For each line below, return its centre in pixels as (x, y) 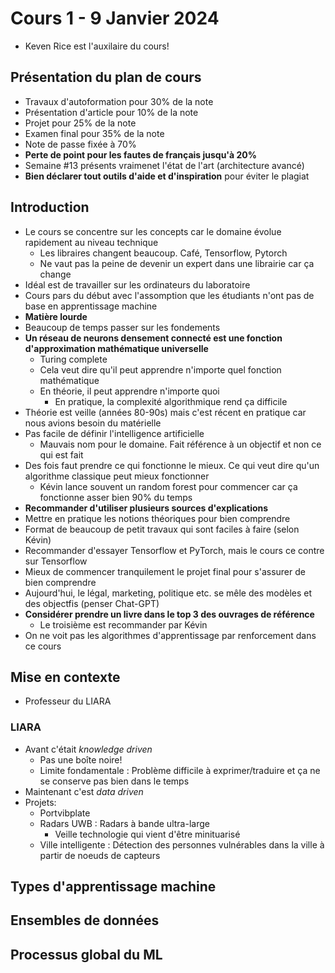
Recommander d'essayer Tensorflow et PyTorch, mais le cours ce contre (174, 550)
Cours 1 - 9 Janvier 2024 (115, 18)
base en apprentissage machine (91, 306)
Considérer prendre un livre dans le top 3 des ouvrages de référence (169, 614)
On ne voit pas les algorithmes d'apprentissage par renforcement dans (170, 635)
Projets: (40, 802)
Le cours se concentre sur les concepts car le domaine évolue (153, 231)
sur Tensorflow (56, 561)
